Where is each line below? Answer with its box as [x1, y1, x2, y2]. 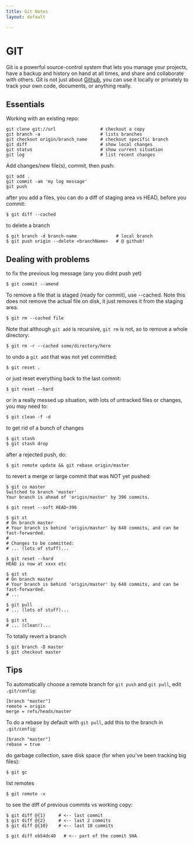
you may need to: [6, 403, 48, 410]
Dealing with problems [6, 254, 90, 264]
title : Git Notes [6, 8, 49, 15]
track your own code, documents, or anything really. [6, 83, 132, 90]
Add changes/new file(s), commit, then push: [6, 162, 115, 169]
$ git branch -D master [6, 644, 64, 650]
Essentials [6, 99, 45, 109]
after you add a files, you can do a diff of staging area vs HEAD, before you [6, 194, 187, 201]
